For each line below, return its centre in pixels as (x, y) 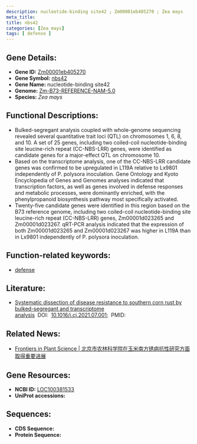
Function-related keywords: (58, 255)
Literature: (26, 288)
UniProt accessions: (40, 395)
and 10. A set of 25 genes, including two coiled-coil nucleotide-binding (101, 142)
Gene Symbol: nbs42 (41, 78)
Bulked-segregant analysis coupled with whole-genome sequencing (98, 130)
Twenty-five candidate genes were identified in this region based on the (102, 205)
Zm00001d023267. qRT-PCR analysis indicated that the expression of (99, 224)
